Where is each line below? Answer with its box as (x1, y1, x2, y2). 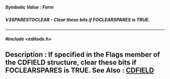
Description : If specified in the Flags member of (5, 50, 160, 59)
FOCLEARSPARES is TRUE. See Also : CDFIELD (5, 66, 154, 75)
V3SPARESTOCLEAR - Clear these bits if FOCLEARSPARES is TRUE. (5, 17, 150, 23)
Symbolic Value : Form (5, 4, 54, 10)
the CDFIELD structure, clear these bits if (5, 58, 137, 67)
